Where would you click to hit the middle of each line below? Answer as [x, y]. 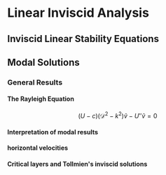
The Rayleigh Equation [41, 99]
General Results [35, 82]
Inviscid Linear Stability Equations [83, 39]
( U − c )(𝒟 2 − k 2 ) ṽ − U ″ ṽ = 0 [118, 115]
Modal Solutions [44, 62]
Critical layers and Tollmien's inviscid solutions [77, 164]
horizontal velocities [38, 148]
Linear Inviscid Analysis [78, 13]
